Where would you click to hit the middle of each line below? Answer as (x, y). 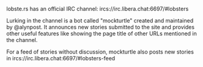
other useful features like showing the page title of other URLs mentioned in (102, 33)
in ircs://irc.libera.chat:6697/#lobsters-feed (61, 58)
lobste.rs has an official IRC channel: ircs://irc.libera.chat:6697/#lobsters (98, 9)
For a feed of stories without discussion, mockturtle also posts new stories (100, 52)
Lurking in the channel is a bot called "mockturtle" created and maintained (100, 20)
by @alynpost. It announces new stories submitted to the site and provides (100, 27)
